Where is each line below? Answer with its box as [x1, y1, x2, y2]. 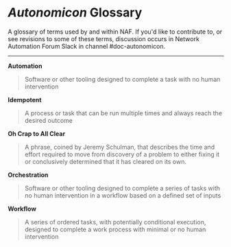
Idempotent [8, 95, 42, 104]
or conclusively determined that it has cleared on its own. [24, 157, 187, 165]
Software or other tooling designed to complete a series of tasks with [24, 184, 221, 192]
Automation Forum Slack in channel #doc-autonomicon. [8, 42, 166, 50]
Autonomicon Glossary [8, 5, 143, 21]
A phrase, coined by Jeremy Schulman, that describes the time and [24, 143, 215, 151]
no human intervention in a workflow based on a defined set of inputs [24, 191, 221, 200]
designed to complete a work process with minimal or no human [24, 225, 206, 233]
